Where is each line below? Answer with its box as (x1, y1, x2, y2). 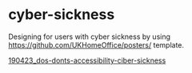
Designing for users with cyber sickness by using (8, 32, 170, 41)
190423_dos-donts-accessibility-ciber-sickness (8, 56, 166, 65)
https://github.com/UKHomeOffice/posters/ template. (8, 40, 185, 49)
